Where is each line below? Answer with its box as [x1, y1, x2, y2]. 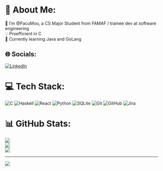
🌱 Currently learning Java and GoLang [5, 36, 81, 42]
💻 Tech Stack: [5, 81, 65, 92]
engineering [5, 25, 29, 31]
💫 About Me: [5, 4, 56, 16]
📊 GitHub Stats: [5, 118, 71, 129]
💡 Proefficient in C [5, 31, 42, 36]
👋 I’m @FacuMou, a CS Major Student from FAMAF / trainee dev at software [5, 20, 157, 26]
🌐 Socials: [5, 50, 37, 59]
